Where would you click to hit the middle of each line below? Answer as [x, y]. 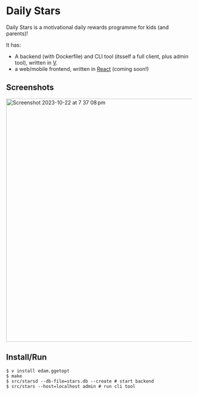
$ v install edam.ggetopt [38, 371]
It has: [14, 45]
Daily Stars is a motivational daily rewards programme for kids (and [88, 27]
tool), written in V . [36, 63]
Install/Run [27, 358]
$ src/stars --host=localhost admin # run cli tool [71, 386]
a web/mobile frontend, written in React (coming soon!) [82, 68]
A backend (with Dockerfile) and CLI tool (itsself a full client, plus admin [101, 56]
